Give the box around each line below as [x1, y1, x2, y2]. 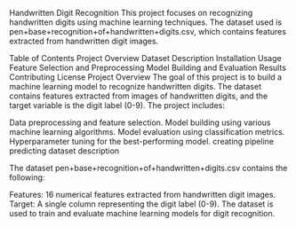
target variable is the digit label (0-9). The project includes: [9, 100, 225, 110]
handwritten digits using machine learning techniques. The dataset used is [9, 17, 283, 27]
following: [9, 172, 45, 183]
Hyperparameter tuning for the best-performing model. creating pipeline [9, 137, 274, 146]
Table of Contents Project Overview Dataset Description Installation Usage [9, 53, 282, 63]
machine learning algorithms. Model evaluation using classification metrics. [9, 127, 285, 137]
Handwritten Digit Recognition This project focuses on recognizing [9, 8, 253, 18]
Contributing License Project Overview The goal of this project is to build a [9, 72, 283, 82]
